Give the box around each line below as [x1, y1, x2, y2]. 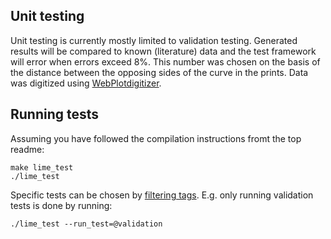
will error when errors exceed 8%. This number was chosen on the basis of [10, 55, 321, 68]
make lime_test [10, 162, 74, 173]
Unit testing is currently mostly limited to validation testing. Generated [10, 34, 298, 46]
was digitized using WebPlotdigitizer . [10, 77, 162, 89]
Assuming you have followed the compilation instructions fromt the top [10, 132, 302, 144]
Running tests [10, 106, 100, 123]
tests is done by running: [10, 199, 113, 211]
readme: [10, 143, 45, 155]
